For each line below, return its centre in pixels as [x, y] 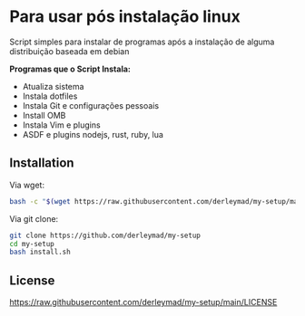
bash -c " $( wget [40, 201]
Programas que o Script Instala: [70, 69]
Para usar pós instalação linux [125, 17]
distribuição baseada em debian [69, 51]
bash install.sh [40, 252]
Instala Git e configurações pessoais [91, 105]
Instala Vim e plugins [62, 125]
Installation [42, 163]
